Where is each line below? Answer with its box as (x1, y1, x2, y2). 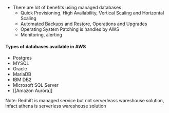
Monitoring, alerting (20, 32, 63, 37)
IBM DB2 (12, 77, 32, 83)
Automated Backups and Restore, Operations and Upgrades (20, 21, 147, 27)
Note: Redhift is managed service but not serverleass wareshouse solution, (5, 98, 164, 104)
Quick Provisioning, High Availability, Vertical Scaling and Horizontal (20, 10, 164, 16)
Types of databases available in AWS (5, 43, 86, 49)
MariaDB (12, 71, 32, 78)
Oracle (12, 66, 27, 72)
